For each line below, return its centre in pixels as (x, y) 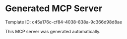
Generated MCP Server (54, 9)
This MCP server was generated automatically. (53, 31)
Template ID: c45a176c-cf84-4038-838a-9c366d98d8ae (64, 22)
